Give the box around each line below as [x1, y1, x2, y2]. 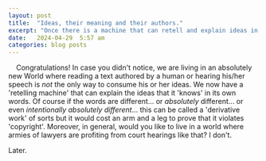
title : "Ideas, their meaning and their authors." [8, 19, 183, 27]
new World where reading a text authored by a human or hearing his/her [8, 71, 245, 81]
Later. [8, 146, 27, 155]
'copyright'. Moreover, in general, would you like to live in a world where [8, 122, 244, 132]
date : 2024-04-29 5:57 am [8, 33, 105, 42]
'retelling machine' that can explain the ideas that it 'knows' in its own [8, 88, 237, 98]
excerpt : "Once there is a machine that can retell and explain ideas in [8, 26, 259, 34]
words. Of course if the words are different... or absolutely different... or [8, 97, 244, 106]
